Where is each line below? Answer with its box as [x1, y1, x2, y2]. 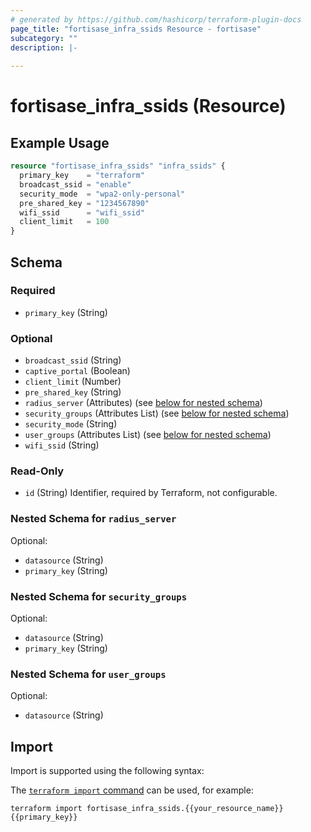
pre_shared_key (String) [24, 386, 122, 398]
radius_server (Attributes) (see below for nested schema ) [24, 397, 263, 409]
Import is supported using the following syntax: [10, 765, 205, 777]
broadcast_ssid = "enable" [19, 179, 132, 190]
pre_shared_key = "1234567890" [19, 198, 150, 208]
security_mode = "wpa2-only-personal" [19, 189, 186, 199]
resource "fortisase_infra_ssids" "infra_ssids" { [10, 161, 226, 171]
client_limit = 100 [19, 217, 110, 227]
